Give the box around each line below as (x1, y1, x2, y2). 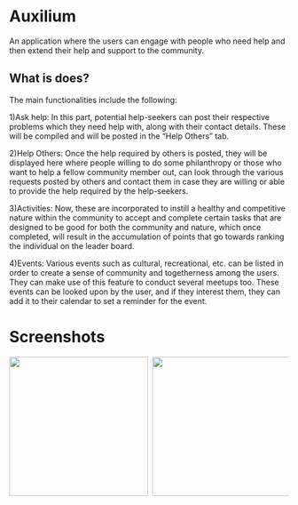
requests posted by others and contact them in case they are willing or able (9, 176, 286, 187)
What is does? (9, 71, 90, 86)
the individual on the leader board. (9, 240, 135, 251)
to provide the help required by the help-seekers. (9, 185, 189, 196)
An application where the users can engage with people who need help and (9, 36, 286, 46)
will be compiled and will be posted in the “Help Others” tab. (9, 131, 230, 141)
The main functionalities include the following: (9, 94, 177, 105)
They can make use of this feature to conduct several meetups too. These (9, 277, 279, 287)
